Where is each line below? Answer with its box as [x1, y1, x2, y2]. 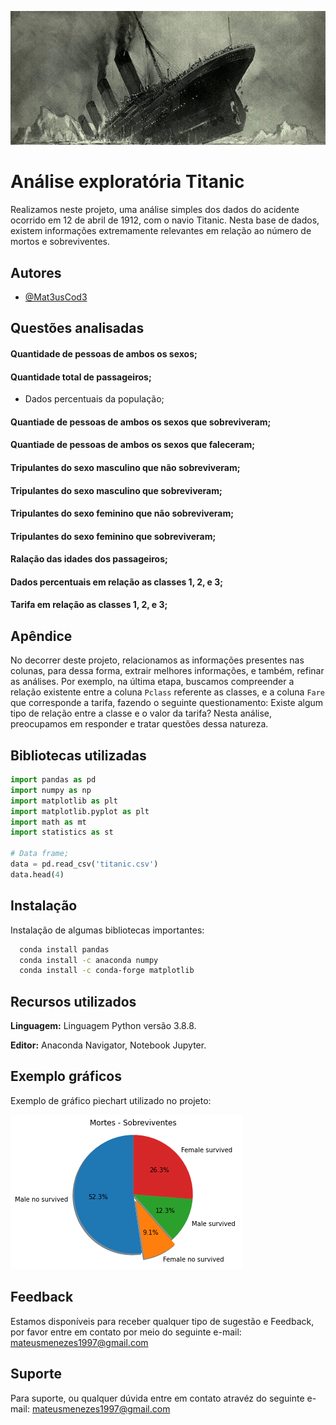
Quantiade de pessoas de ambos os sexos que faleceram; [10, 439, 256, 451]
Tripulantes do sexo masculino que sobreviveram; [10, 484, 223, 496]
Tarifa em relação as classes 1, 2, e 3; [10, 599, 168, 611]
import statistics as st [10, 827, 114, 838]
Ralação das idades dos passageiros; [10, 553, 168, 565]
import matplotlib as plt [10, 796, 118, 806]
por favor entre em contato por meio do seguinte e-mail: [10, 1326, 242, 1338]
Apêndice [10, 627, 73, 645]
